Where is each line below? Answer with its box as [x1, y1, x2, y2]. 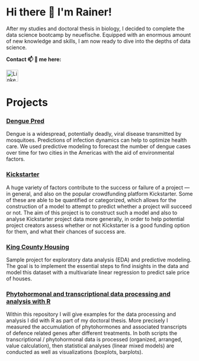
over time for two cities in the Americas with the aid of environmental [6, 149, 175, 156]
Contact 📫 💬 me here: [6, 56, 62, 63]
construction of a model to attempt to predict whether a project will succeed [6, 203, 192, 210]
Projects [6, 96, 49, 109]
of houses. [6, 275, 33, 282]
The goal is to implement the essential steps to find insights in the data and [6, 263, 189, 270]
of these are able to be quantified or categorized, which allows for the [6, 196, 176, 203]
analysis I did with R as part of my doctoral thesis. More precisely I [6, 317, 168, 324]
